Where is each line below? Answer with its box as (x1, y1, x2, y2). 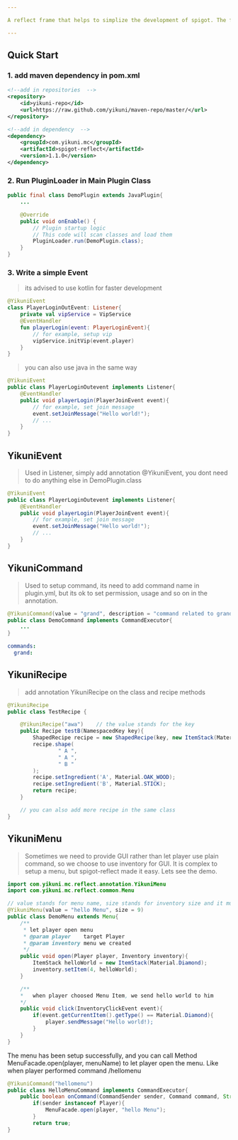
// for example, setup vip (33, 330, 113, 338)
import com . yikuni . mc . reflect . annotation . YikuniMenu (7, 881, 166, 888)
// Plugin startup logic (33, 225, 106, 232)
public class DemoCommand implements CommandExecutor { (7, 616, 173, 624)
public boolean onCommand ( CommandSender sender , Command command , (20, 1093, 220, 1100)
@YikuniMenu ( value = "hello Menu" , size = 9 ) (7, 907, 144, 914)
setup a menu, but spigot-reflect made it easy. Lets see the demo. (24, 866, 217, 875)
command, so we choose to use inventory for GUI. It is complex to (24, 859, 218, 868)
